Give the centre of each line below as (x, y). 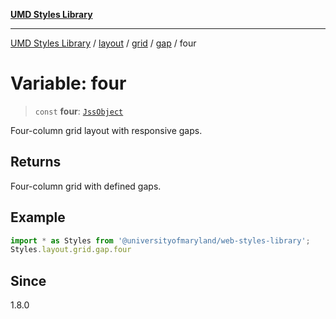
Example (38, 217)
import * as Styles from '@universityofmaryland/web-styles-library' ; (160, 240)
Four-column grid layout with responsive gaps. (106, 130)
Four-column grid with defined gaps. (86, 186)
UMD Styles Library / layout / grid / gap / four (103, 43)
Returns (36, 162)
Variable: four (68, 83)
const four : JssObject (79, 111)
